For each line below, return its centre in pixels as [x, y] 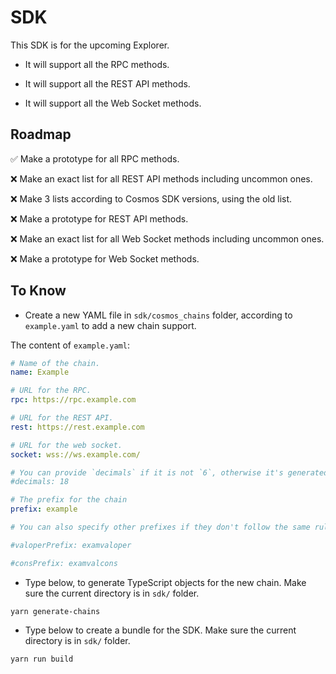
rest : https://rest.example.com [77, 427]
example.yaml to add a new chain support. [110, 325]
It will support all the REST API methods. [107, 83]
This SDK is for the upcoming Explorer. [90, 45]
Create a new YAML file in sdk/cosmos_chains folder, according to [158, 315]
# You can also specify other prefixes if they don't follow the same [160, 527]
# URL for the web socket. [66, 445]
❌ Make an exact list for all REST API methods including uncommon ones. [161, 178]
